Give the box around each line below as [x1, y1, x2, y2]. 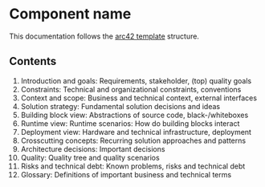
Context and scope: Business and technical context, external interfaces [20, 93, 258, 103]
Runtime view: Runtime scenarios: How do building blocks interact [20, 118, 240, 128]
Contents [9, 55, 57, 68]
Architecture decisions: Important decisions [20, 144, 165, 153]
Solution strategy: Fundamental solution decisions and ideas [20, 101, 220, 111]
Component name [9, 5, 132, 23]
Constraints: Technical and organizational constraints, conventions [20, 84, 242, 94]
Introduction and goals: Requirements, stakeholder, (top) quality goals [20, 75, 252, 85]
